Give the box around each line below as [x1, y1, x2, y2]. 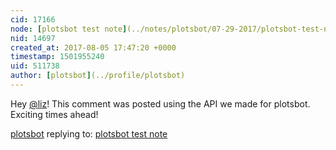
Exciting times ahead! [10, 108, 99, 120]
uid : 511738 [10, 61, 60, 71]
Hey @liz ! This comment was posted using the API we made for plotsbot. [10, 97, 311, 110]
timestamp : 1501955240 [10, 52, 105, 62]
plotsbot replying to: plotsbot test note [10, 127, 168, 140]
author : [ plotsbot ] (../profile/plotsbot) [10, 71, 186, 81]
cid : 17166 [10, 14, 56, 25]
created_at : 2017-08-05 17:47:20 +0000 [10, 42, 177, 53]
